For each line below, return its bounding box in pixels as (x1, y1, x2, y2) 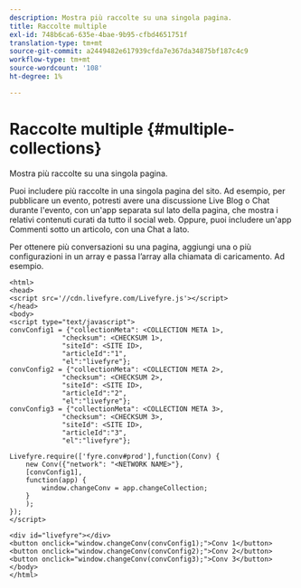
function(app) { (25, 475, 88, 484)
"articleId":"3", (61, 428, 127, 437)
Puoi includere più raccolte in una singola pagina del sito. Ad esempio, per (9, 185, 286, 196)
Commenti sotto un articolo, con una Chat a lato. (9, 223, 190, 235)
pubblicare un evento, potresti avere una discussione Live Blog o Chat (9, 195, 270, 206)
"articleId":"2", (61, 388, 127, 397)
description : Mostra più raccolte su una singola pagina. (9, 13, 232, 23)
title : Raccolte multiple (9, 22, 107, 31)
